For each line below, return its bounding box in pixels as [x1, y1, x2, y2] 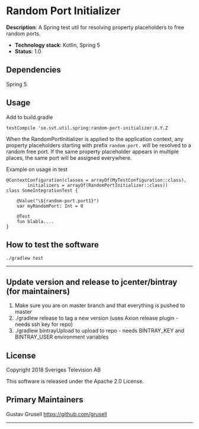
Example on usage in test [6, 166, 68, 173]
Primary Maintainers [6, 395, 84, 405]
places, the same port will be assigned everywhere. [6, 154, 132, 161]
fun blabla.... [17, 218, 54, 224]
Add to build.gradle [6, 114, 53, 121]
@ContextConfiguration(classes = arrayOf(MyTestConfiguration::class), [6, 177, 187, 183]
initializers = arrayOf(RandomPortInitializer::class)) [27, 182, 168, 188]
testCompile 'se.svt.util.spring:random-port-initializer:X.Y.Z [6, 125, 168, 131]
